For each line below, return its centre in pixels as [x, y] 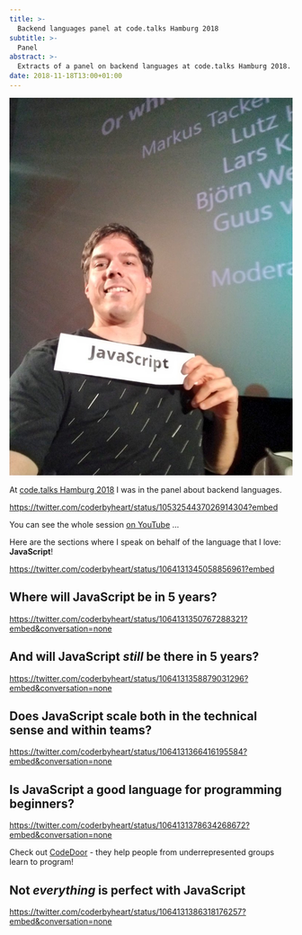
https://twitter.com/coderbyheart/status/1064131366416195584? [129, 752]
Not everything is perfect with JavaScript [127, 890]
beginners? [42, 803]
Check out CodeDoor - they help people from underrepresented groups [142, 852]
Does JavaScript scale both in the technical [133, 716]
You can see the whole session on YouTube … [94, 524]
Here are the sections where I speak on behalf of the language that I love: [145, 542]
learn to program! [42, 862]
